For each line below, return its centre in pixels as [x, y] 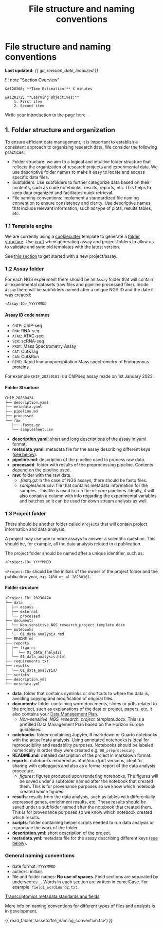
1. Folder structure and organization [60, 130]
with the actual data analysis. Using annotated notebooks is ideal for [81, 740]
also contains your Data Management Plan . [55, 714]
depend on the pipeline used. [41, 470]
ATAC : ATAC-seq [28, 336]
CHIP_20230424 [19, 398]
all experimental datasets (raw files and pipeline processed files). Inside [77, 285]
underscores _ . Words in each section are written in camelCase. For [80, 882]
